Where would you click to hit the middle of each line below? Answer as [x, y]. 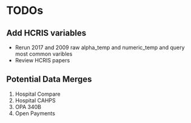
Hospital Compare [38, 94]
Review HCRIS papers [42, 60]
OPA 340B [28, 107]
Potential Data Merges [49, 79]
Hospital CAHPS [35, 100]
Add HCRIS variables [46, 33]
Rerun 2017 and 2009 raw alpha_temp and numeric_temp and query [100, 47]
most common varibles [44, 54]
